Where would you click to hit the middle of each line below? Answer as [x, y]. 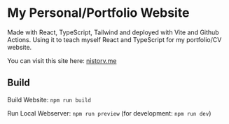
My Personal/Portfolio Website [98, 13]
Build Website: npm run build [49, 99]
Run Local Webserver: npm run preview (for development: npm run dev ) [109, 113]
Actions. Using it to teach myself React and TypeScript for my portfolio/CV [114, 39]
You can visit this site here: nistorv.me [62, 60]
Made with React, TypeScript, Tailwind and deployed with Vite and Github [113, 32]
